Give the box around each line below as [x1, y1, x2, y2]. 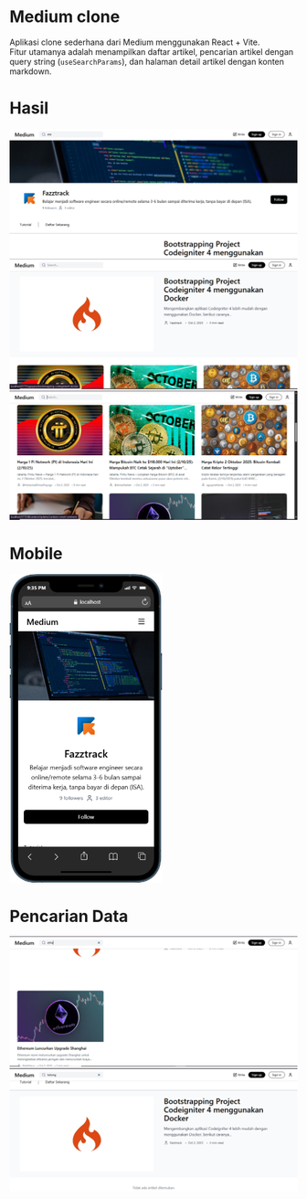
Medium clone [9, 6, 121, 27]
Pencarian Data [9, 906, 129, 927]
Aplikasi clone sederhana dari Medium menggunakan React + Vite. [9, 37, 260, 48]
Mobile [9, 543, 63, 564]
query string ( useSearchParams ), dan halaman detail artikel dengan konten [9, 56, 285, 67]
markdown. [9, 66, 52, 77]
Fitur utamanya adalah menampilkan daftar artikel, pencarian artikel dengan [9, 46, 294, 57]
